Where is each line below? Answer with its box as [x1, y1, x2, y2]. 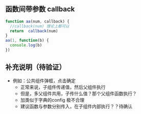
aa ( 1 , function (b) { [5, 38, 50, 43]
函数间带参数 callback [5, 5, 75, 14]
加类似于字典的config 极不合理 [20, 97, 85, 103]
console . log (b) [10, 43, 42, 48]
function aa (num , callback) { [5, 18, 70, 24]
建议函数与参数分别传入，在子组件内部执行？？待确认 [20, 103, 133, 109]
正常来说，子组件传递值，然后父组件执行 [20, 84, 106, 90]
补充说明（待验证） [5, 63, 66, 72]
